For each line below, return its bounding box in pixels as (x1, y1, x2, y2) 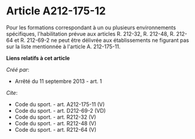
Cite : (6, 89, 18, 96)
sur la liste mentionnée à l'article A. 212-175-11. (6, 43, 121, 50)
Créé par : (6, 66, 30, 73)
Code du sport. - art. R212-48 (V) (14, 119, 97, 126)
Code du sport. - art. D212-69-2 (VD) (14, 107, 106, 114)
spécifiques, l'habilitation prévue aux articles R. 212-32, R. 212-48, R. (6, 30, 175, 37)
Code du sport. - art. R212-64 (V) (14, 126, 97, 133)
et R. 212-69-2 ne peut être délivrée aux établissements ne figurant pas (14, 36, 189, 44)
